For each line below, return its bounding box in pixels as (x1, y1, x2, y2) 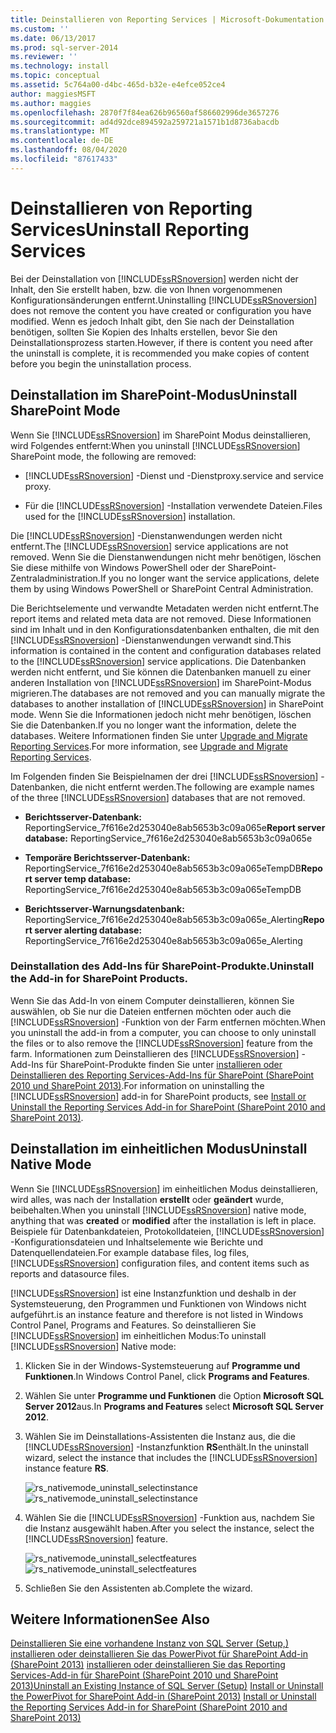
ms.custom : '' (10, 24, 70, 34)
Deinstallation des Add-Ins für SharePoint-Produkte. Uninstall (10, 959, 315, 973)
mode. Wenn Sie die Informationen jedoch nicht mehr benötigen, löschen (10, 708, 312, 720)
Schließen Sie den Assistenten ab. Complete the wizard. (24, 1582, 253, 1594)
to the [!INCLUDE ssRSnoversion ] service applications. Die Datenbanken (10, 655, 307, 667)
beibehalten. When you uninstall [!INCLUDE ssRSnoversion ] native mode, (10, 1204, 307, 1216)
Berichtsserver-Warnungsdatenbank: (24, 902, 185, 915)
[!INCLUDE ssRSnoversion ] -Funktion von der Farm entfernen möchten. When (10, 1016, 326, 1028)
